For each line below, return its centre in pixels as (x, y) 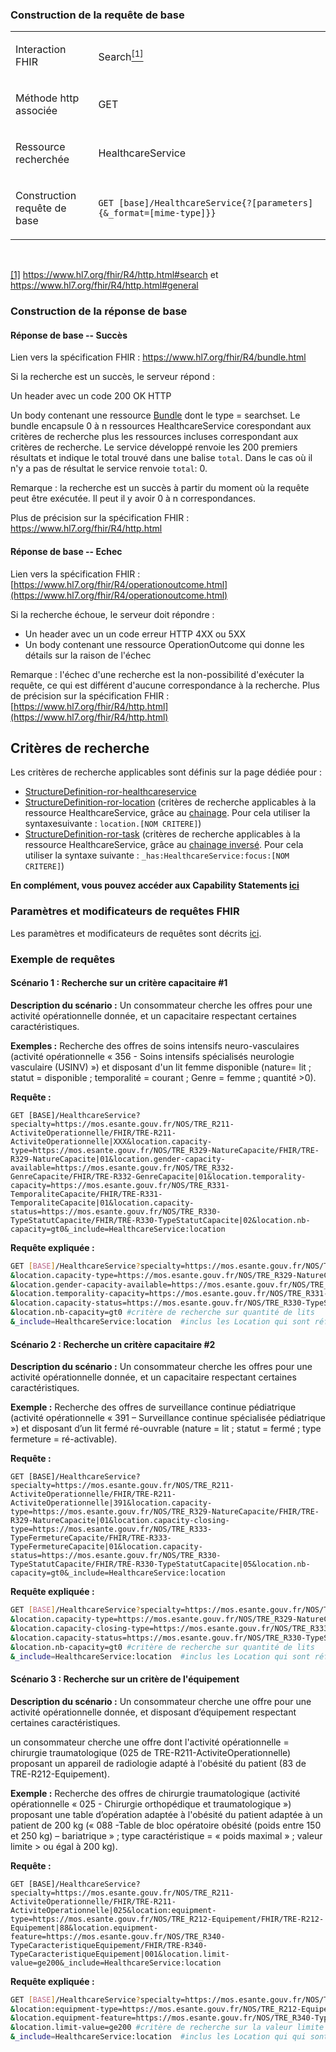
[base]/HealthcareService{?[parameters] (216, 203)
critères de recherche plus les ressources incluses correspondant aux (154, 437)
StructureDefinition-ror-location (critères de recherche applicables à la (170, 802)
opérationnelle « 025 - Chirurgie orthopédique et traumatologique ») (151, 1804)
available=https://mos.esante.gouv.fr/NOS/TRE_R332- (122, 1168)
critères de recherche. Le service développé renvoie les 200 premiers (154, 447)
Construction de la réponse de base (99, 311)
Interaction (41, 50)
